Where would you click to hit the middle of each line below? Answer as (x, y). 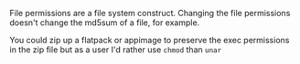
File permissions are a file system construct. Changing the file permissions (150, 13)
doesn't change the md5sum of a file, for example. (105, 23)
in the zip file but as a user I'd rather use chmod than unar (116, 50)
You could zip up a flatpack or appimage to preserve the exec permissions (150, 40)
